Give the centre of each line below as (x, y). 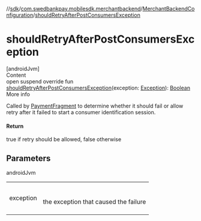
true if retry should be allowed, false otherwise (64, 139)
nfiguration (20, 15)
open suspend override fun (40, 81)
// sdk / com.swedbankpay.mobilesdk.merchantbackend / (74, 9)
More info (18, 94)
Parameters (28, 158)
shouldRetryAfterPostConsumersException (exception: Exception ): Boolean (98, 88)
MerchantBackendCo (169, 9)
